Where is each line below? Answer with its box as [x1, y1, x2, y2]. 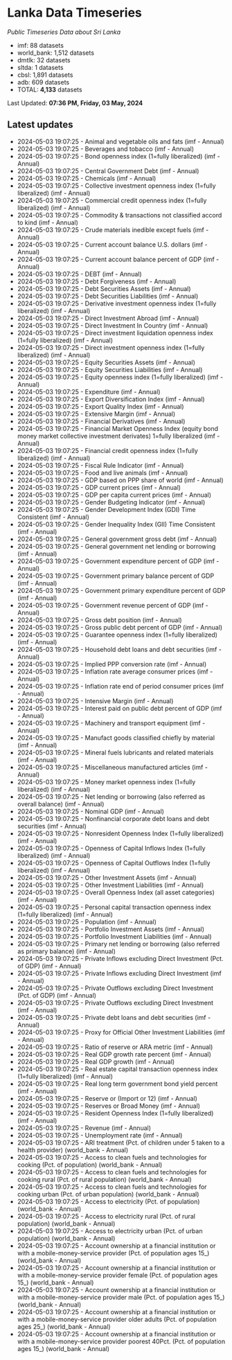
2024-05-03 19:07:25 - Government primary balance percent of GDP [17, 572, 215, 580]
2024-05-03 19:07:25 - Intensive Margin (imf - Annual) [17, 696, 174, 705]
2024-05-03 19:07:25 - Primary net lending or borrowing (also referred [17, 939, 220, 948]
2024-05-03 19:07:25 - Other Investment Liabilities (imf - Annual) [17, 881, 204, 889]
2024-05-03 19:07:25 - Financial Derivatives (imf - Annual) [17, 417, 186, 425]
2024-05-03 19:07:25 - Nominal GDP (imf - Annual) [17, 807, 165, 815]
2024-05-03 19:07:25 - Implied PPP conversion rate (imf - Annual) [17, 660, 207, 668]
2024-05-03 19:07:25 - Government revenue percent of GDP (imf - [17, 601, 209, 609]
